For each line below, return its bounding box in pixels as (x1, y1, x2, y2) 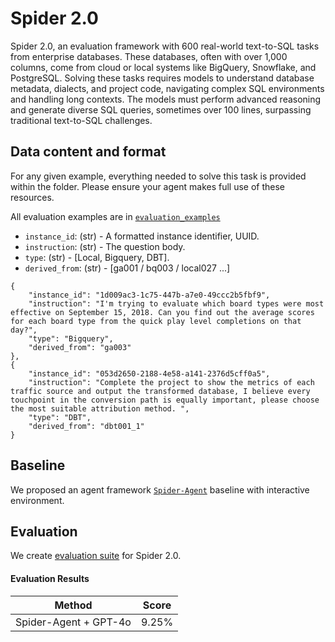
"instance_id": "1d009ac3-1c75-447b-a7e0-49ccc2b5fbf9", (28, 290, 271, 300)
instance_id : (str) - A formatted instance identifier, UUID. (24, 230, 260, 242)
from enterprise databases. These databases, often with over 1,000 (10, 50, 288, 62)
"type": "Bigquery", (28, 333, 114, 344)
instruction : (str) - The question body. (24, 240, 186, 252)
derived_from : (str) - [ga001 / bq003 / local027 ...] (24, 262, 231, 274)
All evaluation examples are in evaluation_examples (10, 210, 221, 222)
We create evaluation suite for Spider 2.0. (10, 550, 182, 562)
